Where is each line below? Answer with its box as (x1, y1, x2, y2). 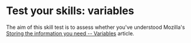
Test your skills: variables (6, 4, 134, 18)
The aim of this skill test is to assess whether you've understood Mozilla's (6, 24, 185, 31)
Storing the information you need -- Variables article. (6, 29, 134, 37)
